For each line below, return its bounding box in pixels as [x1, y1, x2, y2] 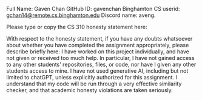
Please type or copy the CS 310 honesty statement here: [6, 24, 147, 30]
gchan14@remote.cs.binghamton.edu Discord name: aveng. [6, 12, 156, 19]
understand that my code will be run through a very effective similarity [6, 80, 182, 87]
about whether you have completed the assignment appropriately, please [6, 42, 189, 48]
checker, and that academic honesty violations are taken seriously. [6, 87, 173, 93]
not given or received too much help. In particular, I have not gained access [6, 55, 195, 61]
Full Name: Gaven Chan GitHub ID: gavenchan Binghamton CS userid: [6, 5, 180, 12]
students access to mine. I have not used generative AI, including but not [6, 67, 189, 75]
